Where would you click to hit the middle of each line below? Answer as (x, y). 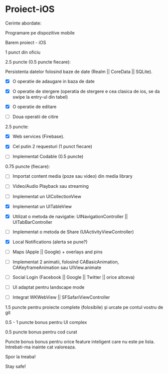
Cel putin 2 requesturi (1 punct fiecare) (52, 147)
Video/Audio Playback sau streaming (51, 186)
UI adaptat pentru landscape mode (48, 287)
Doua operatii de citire (35, 117)
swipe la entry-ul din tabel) (40, 97)
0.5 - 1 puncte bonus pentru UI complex (46, 322)
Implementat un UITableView (42, 206)
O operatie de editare (34, 107)
